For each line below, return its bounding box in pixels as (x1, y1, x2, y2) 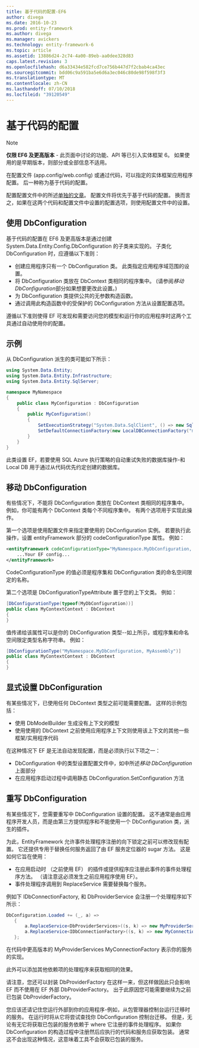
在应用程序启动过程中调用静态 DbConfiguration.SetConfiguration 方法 (14, 774, 185, 782)
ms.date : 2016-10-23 (6, 20, 57, 26)
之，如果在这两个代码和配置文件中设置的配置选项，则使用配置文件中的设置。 (6, 199, 193, 206)
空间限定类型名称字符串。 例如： (6, 636, 86, 643)
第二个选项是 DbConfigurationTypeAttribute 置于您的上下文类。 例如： (6, 589, 177, 596)
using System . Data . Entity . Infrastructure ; (6, 373, 113, 379)
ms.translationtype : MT (6, 75, 65, 81)
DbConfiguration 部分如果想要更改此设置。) (14, 285, 117, 292)
